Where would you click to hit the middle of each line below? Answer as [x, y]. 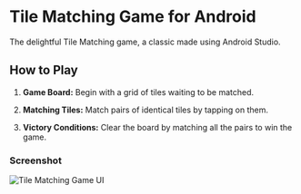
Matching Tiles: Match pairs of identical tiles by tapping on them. [145, 110]
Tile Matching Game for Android [133, 17]
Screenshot [35, 160]
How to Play [44, 70]
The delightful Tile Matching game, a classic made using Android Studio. [145, 42]
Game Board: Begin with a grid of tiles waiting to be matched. [138, 92]
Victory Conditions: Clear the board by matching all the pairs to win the [157, 127]
